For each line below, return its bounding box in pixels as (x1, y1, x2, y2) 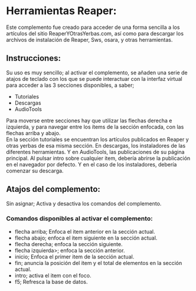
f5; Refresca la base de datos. (14, 278, 88, 285)
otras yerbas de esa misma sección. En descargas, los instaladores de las (6, 142, 186, 149)
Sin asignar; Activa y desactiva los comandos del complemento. (6, 200, 162, 207)
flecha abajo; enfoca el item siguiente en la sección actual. (14, 234, 158, 241)
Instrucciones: (6, 53, 61, 63)
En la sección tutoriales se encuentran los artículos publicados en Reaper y (6, 136, 189, 143)
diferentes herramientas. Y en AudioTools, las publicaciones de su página (6, 148, 185, 155)
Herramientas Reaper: (6, 4, 117, 18)
